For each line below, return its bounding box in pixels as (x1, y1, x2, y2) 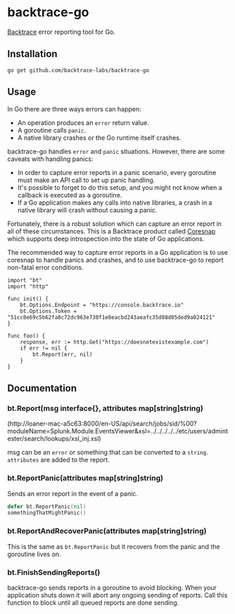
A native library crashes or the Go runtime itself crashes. (17, 133, 182, 142)
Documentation (7, 382, 77, 394)
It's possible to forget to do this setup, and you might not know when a (17, 183, 223, 191)
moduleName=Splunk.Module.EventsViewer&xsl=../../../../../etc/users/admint (7, 427, 229, 435)
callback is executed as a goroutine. (17, 191, 122, 199)
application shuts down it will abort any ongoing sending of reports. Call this (7, 591, 228, 599)
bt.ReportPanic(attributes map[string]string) (7, 474, 164, 483)
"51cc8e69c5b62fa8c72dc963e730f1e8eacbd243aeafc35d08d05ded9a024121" (7, 313, 216, 321)
